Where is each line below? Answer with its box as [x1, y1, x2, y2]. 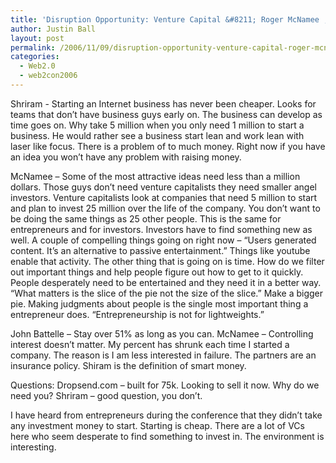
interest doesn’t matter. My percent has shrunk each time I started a [10, 338, 290, 350]
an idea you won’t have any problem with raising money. [10, 151, 242, 163]
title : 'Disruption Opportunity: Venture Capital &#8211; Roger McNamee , [10, 14, 329, 25]
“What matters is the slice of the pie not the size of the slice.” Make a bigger [10, 287, 324, 299]
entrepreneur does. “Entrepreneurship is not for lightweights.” [10, 308, 265, 320]
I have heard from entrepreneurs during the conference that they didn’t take [10, 409, 323, 421]
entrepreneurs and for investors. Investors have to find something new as [10, 223, 313, 235]
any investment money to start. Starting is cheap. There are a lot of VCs [10, 419, 305, 431]
